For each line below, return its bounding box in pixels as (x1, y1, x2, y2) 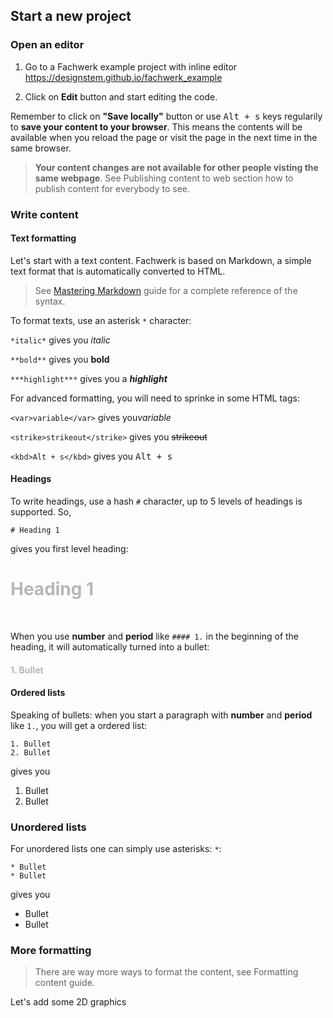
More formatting (10, 943, 92, 957)
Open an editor (10, 38, 85, 52)
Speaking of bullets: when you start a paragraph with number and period (10, 709, 313, 721)
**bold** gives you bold (10, 353, 110, 365)
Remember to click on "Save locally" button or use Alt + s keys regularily (10, 110, 323, 122)
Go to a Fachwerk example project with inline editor (24, 60, 238, 73)
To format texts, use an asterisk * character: (10, 314, 192, 326)
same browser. (10, 142, 72, 154)
